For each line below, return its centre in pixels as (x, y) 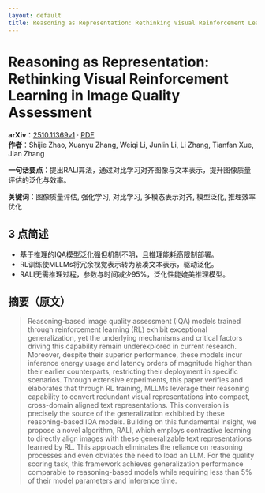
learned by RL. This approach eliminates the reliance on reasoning (135, 447)
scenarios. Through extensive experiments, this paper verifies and (135, 380)
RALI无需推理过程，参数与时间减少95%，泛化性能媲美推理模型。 (125, 274)
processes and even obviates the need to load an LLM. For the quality (141, 456)
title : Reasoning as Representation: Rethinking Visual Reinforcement (127, 23)
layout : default (35, 15)
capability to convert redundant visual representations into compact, (138, 397)
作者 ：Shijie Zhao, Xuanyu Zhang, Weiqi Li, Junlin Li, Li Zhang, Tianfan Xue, (131, 145)
